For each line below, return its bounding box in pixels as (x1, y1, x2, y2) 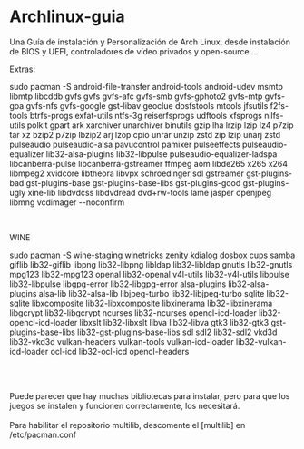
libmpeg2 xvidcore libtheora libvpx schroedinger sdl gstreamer (9, 168, 245, 179)
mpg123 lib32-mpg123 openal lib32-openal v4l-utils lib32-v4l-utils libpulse (9, 268, 290, 279)
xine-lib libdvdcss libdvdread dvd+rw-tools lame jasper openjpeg (27, 187, 272, 198)
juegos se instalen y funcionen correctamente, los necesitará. (9, 400, 240, 411)
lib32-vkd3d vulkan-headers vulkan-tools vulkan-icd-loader (9, 336, 234, 347)
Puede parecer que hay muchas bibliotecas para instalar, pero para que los (9, 390, 290, 401)
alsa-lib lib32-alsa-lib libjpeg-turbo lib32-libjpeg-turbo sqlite (38, 288, 265, 298)
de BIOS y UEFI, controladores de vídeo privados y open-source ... (9, 45, 259, 56)
